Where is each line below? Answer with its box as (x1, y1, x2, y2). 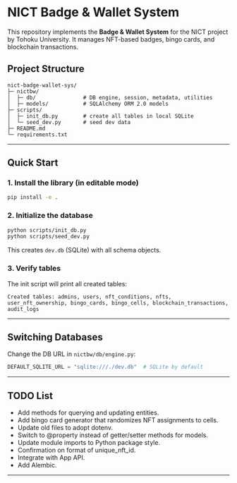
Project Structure (7, 63, 85, 75)
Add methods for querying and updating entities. (17, 408, 159, 417)
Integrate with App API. (17, 453, 85, 462)
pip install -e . (7, 194, 59, 201)
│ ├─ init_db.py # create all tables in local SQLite (7, 112, 194, 120)
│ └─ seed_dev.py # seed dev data (7, 118, 131, 126)
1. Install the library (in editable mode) (7, 178, 139, 188)
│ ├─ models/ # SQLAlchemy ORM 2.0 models (7, 100, 169, 107)
